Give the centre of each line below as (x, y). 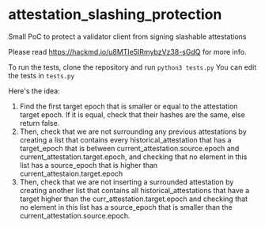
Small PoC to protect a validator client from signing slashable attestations (127, 36)
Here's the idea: (34, 91)
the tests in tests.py (42, 75)
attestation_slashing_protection (115, 15)
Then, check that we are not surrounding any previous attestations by (133, 131)
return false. (40, 123)
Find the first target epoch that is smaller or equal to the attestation (129, 106)
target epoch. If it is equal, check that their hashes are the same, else (132, 114)
